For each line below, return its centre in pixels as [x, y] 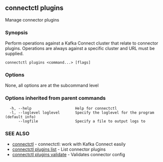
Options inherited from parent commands [56, 98]
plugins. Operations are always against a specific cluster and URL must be [80, 48]
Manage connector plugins [32, 20]
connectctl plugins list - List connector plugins [59, 149]
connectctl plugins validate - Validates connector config [69, 154]
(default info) [21, 117]
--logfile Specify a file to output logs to [82, 121]
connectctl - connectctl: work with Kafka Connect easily [69, 144]
